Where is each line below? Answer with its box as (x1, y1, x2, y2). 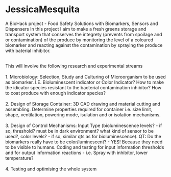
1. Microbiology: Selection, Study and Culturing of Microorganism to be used (5, 73, 166, 80)
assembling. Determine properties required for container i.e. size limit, (5, 106, 153, 112)
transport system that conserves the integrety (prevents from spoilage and (5, 31, 162, 37)
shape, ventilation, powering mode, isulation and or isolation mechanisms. (5, 111, 161, 118)
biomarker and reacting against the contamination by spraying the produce (5, 42, 163, 48)
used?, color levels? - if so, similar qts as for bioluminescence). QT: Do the (5, 133, 162, 139)
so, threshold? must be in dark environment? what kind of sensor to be (5, 128, 154, 134)
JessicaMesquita (5, 4, 80, 15)
